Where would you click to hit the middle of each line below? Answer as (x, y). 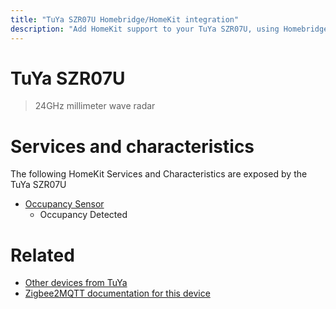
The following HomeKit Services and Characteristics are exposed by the (159, 174)
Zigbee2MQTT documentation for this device (117, 293)
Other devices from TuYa (76, 283)
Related (42, 255)
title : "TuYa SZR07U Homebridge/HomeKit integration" (125, 19)
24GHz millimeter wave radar (95, 106)
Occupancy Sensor (64, 204)
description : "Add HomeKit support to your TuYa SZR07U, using (145, 29)
